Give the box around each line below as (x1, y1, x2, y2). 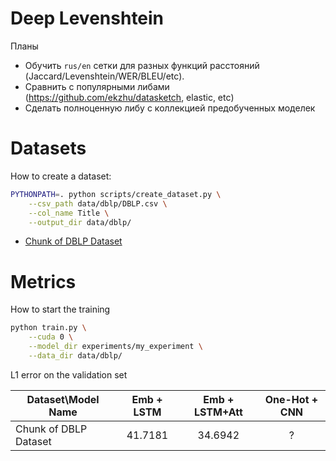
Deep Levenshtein (10, 7, 165, 30)
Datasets (10, 137, 87, 160)
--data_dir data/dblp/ (28, 350, 123, 361)
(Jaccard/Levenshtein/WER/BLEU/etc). (24, 70, 185, 82)
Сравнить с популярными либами (24, 80, 170, 92)
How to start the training (10, 303, 111, 316)
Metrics (10, 270, 77, 293)
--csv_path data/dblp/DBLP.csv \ (28, 198, 168, 209)
